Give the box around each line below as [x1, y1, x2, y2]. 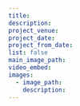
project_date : [8, 33, 56, 42]
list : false [8, 49, 48, 57]
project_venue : [8, 26, 59, 34]
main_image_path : [8, 57, 66, 65]
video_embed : [8, 64, 52, 72]
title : [8, 11, 30, 20]
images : [8, 71, 34, 79]
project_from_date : [8, 41, 74, 49]
